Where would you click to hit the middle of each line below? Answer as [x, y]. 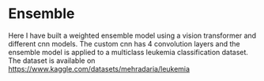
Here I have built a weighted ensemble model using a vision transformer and [132, 35]
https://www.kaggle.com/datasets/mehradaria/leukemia [99, 68]
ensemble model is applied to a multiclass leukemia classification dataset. [128, 52]
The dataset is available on [52, 61]
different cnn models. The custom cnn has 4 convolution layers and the [124, 43]
